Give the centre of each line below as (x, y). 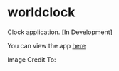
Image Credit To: (32, 59)
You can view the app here (47, 45)
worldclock (41, 12)
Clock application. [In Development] (60, 32)
